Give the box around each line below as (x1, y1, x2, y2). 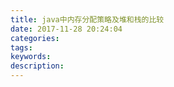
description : (10, 61, 65, 71)
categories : (10, 33, 60, 43)
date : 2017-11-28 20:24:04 (10, 24, 123, 34)
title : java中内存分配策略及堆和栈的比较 (10, 14, 165, 25)
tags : (10, 42, 33, 53)
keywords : (10, 52, 52, 62)
